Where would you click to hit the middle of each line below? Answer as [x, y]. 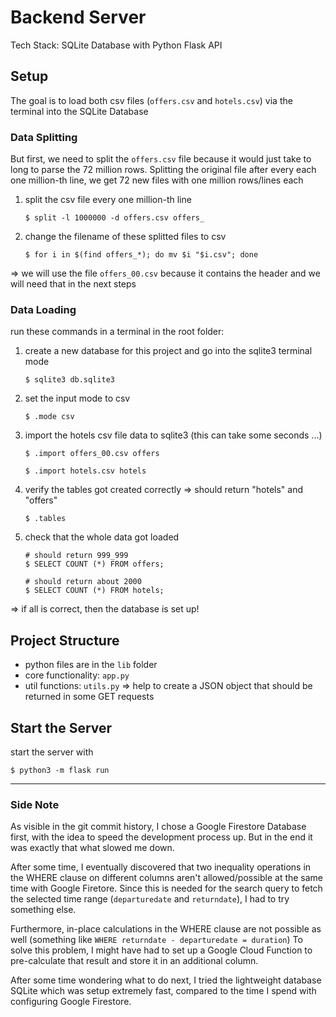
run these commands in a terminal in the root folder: [117, 332]
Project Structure [65, 640]
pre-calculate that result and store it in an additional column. [134, 961]
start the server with [52, 752]
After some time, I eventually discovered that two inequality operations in [161, 867]
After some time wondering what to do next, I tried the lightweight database [166, 980]
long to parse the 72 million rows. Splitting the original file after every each [163, 170]
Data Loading [43, 309]
